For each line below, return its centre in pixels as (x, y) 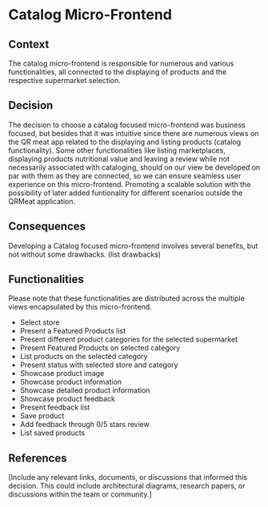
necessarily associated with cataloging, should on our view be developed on (134, 167)
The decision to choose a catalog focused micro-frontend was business (127, 125)
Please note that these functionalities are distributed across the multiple (127, 298)
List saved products (52, 433)
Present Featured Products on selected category (100, 348)
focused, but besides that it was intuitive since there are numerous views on (134, 133)
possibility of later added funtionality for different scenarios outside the (126, 193)
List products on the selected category (84, 357)
